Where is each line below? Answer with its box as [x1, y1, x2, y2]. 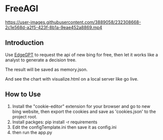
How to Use [5, 90, 41, 99]
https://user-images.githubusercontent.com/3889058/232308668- [5, 19, 141, 25]
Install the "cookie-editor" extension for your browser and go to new [12, 103, 151, 109]
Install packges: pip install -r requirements [12, 119, 98, 125]
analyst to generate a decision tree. [5, 57, 77, 63]
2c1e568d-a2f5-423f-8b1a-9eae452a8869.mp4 [5, 24, 103, 30]
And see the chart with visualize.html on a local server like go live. [5, 76, 138, 82]
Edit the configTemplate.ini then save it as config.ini [12, 124, 117, 130]
